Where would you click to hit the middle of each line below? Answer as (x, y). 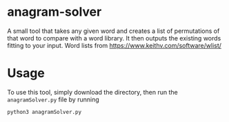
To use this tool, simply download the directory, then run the (92, 92)
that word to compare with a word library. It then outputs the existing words (114, 38)
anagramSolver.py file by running (53, 99)
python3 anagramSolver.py (44, 112)
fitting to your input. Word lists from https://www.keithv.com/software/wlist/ (114, 45)
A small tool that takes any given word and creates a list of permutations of (113, 31)
